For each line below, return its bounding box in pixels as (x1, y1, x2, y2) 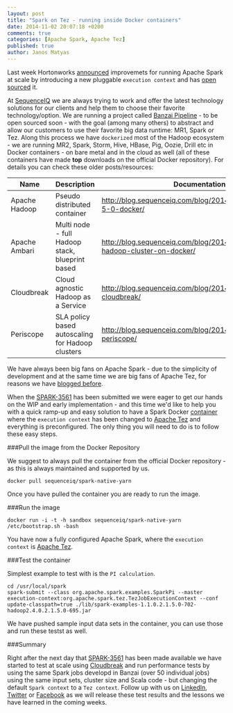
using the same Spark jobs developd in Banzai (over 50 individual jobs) (7, 668, 210, 677)
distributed (55, 200, 92, 209)
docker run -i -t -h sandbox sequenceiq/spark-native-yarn (7, 516, 182, 524)
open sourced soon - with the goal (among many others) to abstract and (7, 118, 214, 127)
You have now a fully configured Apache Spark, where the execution (7, 535, 203, 543)
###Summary (7, 640, 46, 648)
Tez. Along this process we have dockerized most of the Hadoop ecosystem (7, 133, 225, 141)
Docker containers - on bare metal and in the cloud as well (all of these (7, 147, 210, 157)
